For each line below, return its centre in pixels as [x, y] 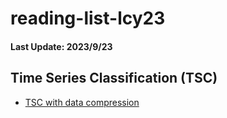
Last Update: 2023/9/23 [61, 46]
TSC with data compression [82, 102]
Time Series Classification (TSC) [114, 78]
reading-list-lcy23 [88, 18]
